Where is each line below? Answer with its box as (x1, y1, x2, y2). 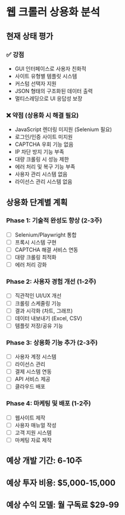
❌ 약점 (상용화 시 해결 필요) (6, 111, 79, 119)
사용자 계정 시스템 (14, 353, 57, 361)
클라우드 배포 (14, 383, 46, 390)
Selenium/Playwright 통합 (14, 231, 77, 238)
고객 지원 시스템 (14, 429, 52, 436)
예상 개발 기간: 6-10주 (6, 455, 82, 466)
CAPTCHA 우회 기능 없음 (14, 141, 74, 148)
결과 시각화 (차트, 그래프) (14, 307, 73, 314)
